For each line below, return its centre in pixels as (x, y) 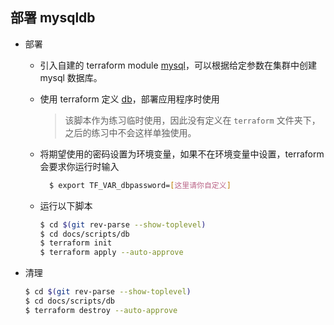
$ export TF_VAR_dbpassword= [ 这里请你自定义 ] (140, 185)
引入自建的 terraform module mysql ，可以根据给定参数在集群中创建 (178, 65)
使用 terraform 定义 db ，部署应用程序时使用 (129, 99)
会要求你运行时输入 (79, 166)
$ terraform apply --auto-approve (111, 253)
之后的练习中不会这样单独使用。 (130, 132)
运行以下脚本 (66, 205)
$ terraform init (76, 243)
